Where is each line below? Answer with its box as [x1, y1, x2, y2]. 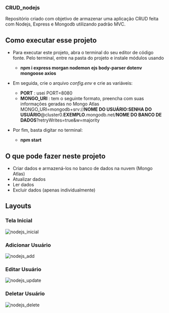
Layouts [5, 202, 32, 210]
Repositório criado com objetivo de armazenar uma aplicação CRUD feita [5, 16, 159, 22]
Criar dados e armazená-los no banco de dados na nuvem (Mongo [12, 165, 153, 171]
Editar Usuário [5, 266, 42, 273]
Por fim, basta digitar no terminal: [12, 127, 83, 133]
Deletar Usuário [5, 290, 45, 297]
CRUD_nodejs [5, 4, 40, 11]
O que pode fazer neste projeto [5, 152, 106, 160]
